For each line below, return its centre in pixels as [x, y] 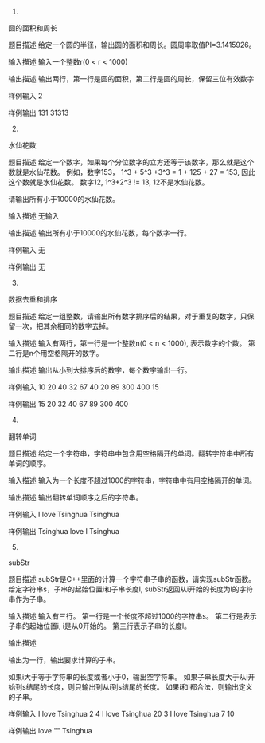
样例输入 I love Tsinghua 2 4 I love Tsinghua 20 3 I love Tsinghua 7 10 [121, 714]
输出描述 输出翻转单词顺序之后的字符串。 [76, 497]
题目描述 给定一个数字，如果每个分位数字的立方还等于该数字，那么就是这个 [131, 162]
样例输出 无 [27, 267]
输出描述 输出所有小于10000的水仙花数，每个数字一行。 [99, 233]
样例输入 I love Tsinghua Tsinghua [64, 514]
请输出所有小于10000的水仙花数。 [64, 199]
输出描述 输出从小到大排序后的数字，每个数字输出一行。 [100, 370]
